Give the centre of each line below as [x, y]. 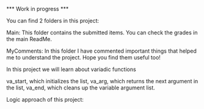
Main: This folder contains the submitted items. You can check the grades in [102, 32]
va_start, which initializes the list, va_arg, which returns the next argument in [102, 81]
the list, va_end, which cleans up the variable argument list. [81, 88]
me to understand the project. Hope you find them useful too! [83, 57]
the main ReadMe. [29, 39]
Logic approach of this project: [45, 100]
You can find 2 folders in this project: [53, 21]
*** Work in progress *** [38, 9]
